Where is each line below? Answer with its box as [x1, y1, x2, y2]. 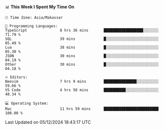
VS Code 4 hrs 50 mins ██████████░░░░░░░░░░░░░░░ [5, 88, 159, 93]
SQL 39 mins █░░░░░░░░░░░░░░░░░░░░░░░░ [5, 37, 159, 41]
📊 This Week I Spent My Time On [5, 4, 74, 10]
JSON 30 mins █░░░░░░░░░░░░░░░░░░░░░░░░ [5, 54, 159, 58]
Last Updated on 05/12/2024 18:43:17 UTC [5, 119, 91, 125]
